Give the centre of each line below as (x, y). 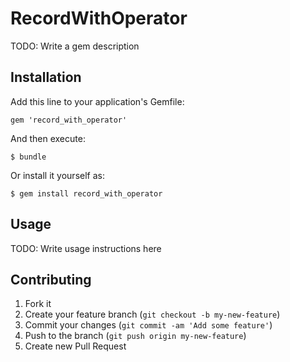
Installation (46, 77)
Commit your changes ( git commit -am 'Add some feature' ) (148, 325)
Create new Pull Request (75, 346)
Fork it (38, 304)
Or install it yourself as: (57, 175)
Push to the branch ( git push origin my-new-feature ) (135, 336)
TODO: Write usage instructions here (86, 248)
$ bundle (28, 157)
